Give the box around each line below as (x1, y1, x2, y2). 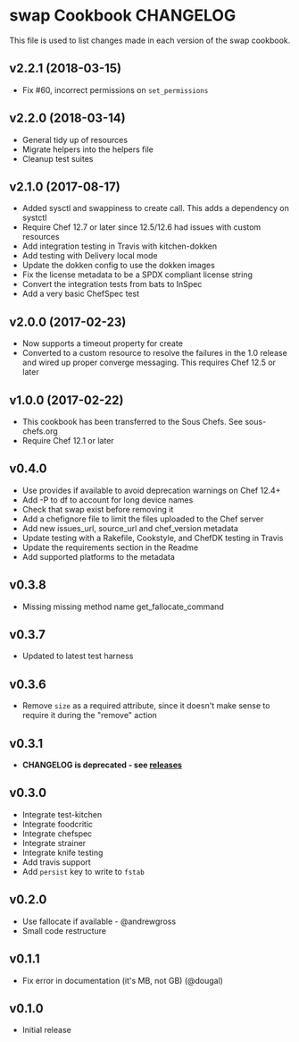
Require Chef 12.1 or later (21, 436, 114, 445)
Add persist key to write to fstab (21, 866, 145, 877)
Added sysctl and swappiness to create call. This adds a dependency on (21, 203, 290, 214)
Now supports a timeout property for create (21, 338, 183, 349)
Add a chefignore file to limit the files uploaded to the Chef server (21, 513, 264, 524)
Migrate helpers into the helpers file (21, 144, 154, 155)
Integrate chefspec (21, 828, 93, 839)
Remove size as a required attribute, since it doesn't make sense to (21, 700, 270, 711)
